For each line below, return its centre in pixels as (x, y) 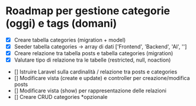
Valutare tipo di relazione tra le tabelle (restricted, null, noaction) (92, 60)
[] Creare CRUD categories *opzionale (61, 97)
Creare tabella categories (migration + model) (70, 40)
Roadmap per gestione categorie (88, 11)
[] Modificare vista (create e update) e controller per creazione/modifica (102, 78)
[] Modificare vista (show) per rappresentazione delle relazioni (90, 91)
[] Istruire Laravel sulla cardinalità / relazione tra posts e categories (96, 72)
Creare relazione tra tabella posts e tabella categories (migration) (94, 53)
